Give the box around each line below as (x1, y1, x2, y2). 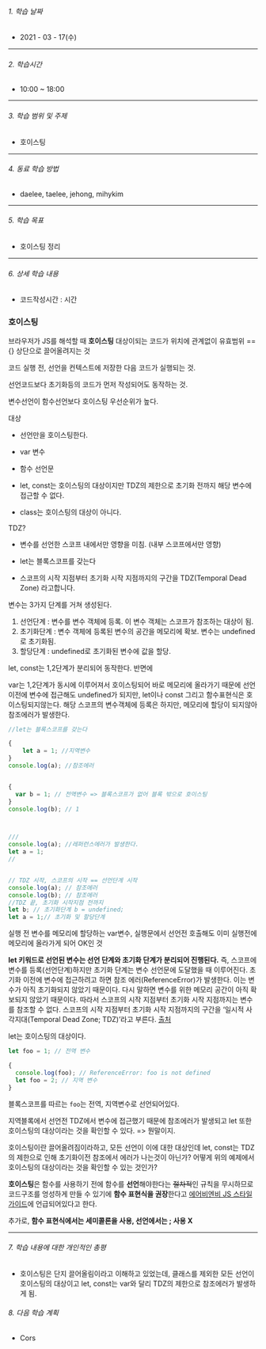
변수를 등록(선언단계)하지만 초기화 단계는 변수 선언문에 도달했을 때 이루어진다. (8, 965, 248, 975)
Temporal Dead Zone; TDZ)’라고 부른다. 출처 (29, 1015, 172, 1024)
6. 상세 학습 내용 (8, 268, 59, 278)
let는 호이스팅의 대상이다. (8, 1032, 86, 1041)
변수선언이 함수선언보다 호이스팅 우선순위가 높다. (8, 396, 159, 406)
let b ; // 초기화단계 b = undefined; (8, 906, 124, 914)
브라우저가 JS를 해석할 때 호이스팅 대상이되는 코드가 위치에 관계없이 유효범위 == (8, 336, 256, 345)
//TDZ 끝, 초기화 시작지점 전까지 (8, 899, 104, 906)
